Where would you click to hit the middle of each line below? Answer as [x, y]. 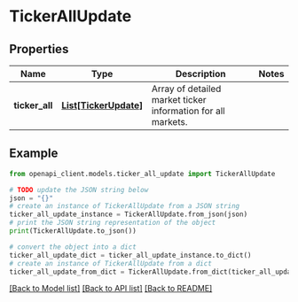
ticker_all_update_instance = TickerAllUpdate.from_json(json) [129, 214]
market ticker [179, 100]
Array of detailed [186, 89]
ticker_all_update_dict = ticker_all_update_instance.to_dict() [130, 255]
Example [34, 154]
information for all [188, 111]
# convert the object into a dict [73, 247]
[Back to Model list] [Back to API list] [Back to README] [111, 289]
